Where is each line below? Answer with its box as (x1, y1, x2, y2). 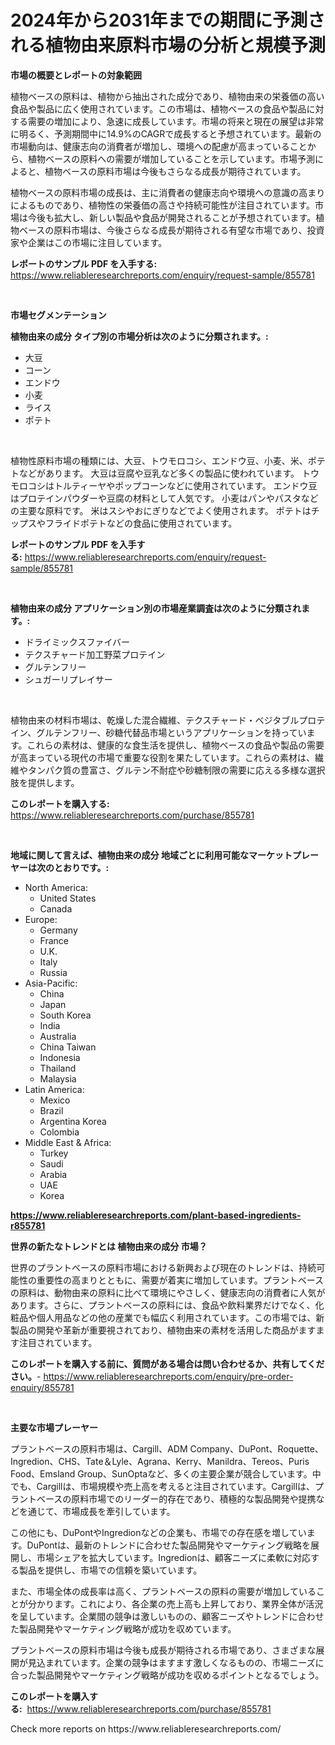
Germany (39, 924, 78, 936)
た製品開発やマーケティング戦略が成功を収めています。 (10, 1622, 237, 1635)
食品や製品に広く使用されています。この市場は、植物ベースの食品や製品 (10, 102, 307, 115)
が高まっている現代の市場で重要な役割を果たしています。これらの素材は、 (10, 751, 315, 763)
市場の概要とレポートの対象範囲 (10, 69, 142, 81)
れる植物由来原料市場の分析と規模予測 (10, 34, 327, 57)
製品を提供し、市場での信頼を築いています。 (18, 1564, 203, 1576)
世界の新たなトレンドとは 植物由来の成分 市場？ (10, 1240, 208, 1252)
